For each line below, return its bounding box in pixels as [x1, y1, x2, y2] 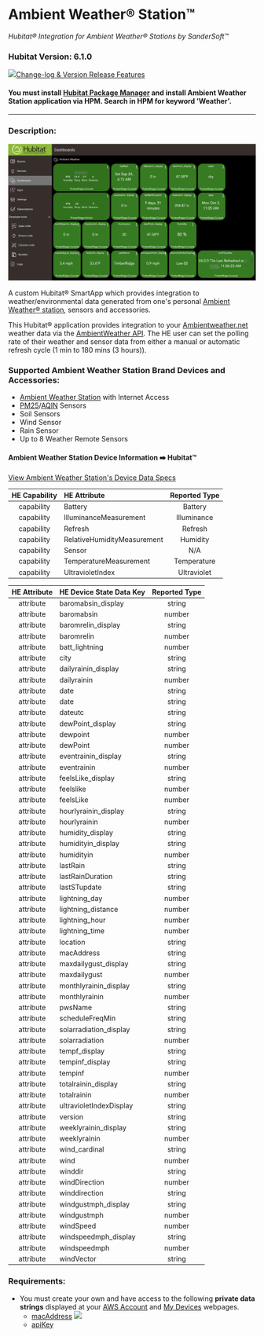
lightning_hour [59, 915, 106, 925]
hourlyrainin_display [59, 806, 124, 815]
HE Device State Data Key [59, 587, 145, 596]
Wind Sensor [19, 418, 62, 427]
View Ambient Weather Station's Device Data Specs [8, 473, 177, 482]
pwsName [59, 1003, 93, 1013]
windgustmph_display [59, 1200, 130, 1209]
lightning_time [59, 926, 104, 936]
